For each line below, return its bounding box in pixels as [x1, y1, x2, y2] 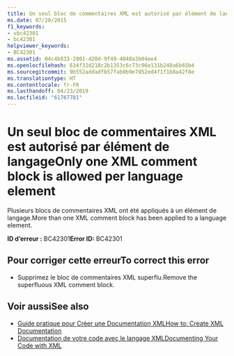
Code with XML [17, 341, 62, 350]
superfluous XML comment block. [17, 280, 115, 289]
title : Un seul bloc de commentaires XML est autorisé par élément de [7, 10, 217, 17]
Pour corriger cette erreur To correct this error [7, 254, 210, 266]
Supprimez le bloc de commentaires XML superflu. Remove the [17, 273, 198, 282]
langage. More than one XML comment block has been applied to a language [7, 213, 227, 222]
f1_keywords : [7, 23, 45, 30]
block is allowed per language [7, 168, 183, 184]
